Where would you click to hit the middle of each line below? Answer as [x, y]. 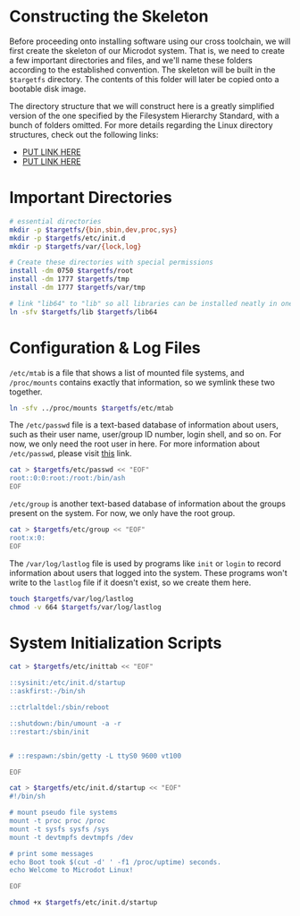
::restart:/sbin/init [50, 732]
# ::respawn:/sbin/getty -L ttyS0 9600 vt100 [95, 756]
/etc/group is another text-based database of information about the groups [147, 504]
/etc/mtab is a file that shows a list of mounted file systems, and [127, 372]
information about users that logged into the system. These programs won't [148, 572]
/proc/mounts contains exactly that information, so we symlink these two [142, 382]
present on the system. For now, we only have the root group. [122, 513]
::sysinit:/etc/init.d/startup [67, 683]
